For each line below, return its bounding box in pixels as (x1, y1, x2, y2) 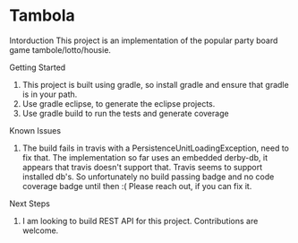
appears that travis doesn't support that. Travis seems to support (21, 161, 262, 172)
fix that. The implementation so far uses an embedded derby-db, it (21, 152, 268, 162)
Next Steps (9, 198, 51, 209)
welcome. (21, 225, 59, 236)
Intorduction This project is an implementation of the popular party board (9, 35, 278, 46)
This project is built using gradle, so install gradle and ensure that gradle (21, 79, 289, 90)
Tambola (9, 5, 76, 26)
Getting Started (9, 62, 66, 73)
